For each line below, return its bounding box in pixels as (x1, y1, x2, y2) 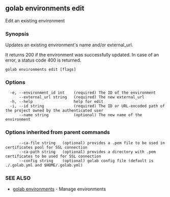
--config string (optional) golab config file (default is (18, 158, 154, 163)
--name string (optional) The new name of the (18, 112, 143, 118)
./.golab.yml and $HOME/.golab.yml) (5, 162, 83, 167)
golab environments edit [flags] (5, 67, 76, 72)
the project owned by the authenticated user (5, 108, 103, 114)
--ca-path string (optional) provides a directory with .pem (18, 149, 156, 154)
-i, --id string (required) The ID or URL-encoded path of (10, 104, 165, 109)
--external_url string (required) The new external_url (18, 95, 145, 100)
